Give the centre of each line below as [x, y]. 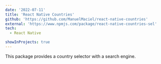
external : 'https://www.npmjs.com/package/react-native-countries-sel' [81, 24]
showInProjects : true [28, 42]
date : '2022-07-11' [25, 10]
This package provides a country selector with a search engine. [71, 56]
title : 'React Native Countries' [40, 14]
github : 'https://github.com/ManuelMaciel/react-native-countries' [77, 19]
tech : [11, 28]
